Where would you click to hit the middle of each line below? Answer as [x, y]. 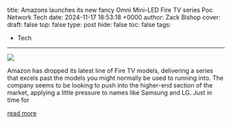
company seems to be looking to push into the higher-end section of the [110, 85]
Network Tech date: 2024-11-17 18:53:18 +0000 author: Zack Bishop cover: [114, 17]
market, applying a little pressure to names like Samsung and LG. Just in [110, 93]
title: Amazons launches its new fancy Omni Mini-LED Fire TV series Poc [110, 10]
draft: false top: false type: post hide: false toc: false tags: [89, 24]
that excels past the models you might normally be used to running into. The [116, 78]
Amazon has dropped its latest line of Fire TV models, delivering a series [110, 71]
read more [22, 113]
